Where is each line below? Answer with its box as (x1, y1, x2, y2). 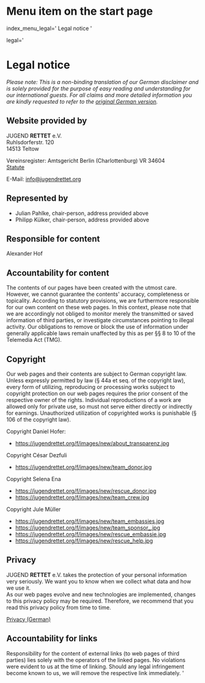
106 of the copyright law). (6, 415, 72, 423)
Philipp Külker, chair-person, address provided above (15, 216, 149, 223)
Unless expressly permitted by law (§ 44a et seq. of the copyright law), (6, 376, 185, 384)
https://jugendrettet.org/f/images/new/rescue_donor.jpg (15, 487, 157, 495)
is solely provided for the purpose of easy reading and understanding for (6, 85, 191, 92)
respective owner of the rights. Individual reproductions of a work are (6, 396, 182, 403)
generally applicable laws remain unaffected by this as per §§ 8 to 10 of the (6, 330, 196, 337)
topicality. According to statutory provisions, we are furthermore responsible (6, 297, 199, 304)
